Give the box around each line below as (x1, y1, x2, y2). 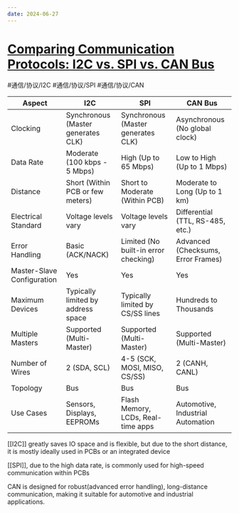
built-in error (120, 245, 165, 255)
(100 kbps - (65, 157, 108, 167)
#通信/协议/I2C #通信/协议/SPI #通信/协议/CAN (7, 80, 144, 89)
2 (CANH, (176, 358, 208, 368)
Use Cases (11, 408, 48, 418)
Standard (11, 220, 42, 230)
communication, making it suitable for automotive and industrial (7, 490, 193, 498)
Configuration (11, 275, 57, 285)
